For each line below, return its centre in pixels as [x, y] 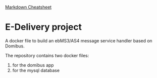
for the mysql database [36, 70]
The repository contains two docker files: [47, 55]
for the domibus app [33, 65]
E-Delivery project [44, 27]
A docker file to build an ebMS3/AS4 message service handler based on [79, 40]
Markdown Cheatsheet [28, 7]
